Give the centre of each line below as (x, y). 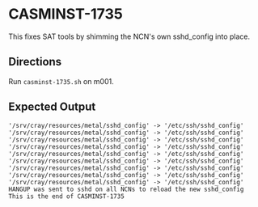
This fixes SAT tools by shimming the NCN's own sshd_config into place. (129, 36)
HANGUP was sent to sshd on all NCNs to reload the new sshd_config (126, 189)
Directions (35, 62)
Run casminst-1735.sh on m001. (61, 81)
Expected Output (52, 107)
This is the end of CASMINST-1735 (67, 196)
